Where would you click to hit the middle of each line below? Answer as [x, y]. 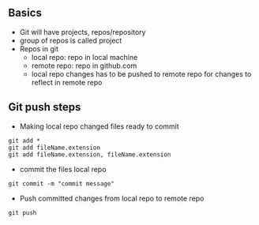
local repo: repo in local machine [84, 57]
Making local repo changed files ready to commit [99, 126]
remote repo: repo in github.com [84, 66]
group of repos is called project [71, 40]
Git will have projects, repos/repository [83, 32]
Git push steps [45, 107]
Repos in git [39, 49]
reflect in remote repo [67, 82]
